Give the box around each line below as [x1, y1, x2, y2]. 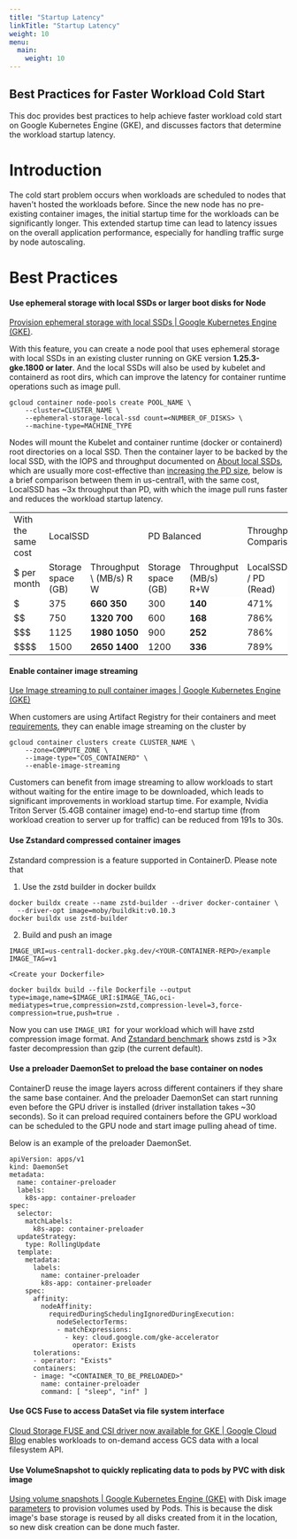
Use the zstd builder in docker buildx [21, 881, 156, 892]
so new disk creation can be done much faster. [9, 1522, 180, 1533]
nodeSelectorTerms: [56, 1317, 128, 1326]
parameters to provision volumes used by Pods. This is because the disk [9, 1503, 273, 1514]
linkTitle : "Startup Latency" [9, 21, 121, 30]
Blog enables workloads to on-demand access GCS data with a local [9, 1435, 259, 1445]
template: [17, 1248, 53, 1257]
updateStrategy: [17, 1232, 77, 1241]
